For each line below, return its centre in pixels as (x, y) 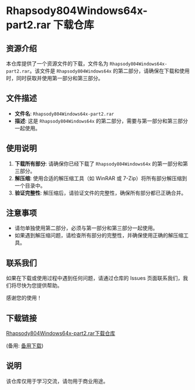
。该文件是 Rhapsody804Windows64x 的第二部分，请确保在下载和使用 (109, 71)
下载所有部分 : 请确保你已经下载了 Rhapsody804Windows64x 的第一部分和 (98, 163)
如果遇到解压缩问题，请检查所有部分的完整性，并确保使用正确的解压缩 (99, 236)
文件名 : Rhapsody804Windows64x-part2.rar (64, 113)
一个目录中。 (30, 185)
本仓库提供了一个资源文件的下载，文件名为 (57, 63)
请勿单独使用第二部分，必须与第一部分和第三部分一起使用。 (86, 228)
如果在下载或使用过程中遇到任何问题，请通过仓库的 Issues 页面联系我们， (95, 278)
